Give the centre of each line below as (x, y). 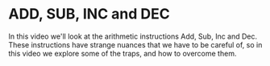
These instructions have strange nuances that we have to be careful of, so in (135, 44)
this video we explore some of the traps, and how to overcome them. (123, 53)
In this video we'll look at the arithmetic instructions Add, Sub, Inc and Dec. (133, 36)
